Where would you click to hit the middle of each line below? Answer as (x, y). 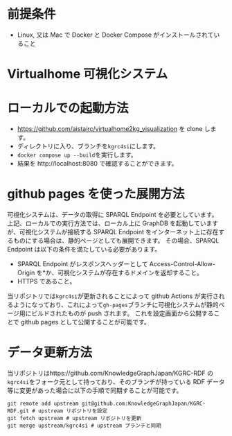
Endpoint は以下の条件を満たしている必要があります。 (84, 249)
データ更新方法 (50, 352)
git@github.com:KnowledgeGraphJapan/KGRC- (144, 403)
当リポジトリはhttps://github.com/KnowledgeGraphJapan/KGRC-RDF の (110, 373)
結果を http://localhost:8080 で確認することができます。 (97, 164)
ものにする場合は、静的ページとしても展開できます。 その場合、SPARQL (116, 241)
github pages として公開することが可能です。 (85, 322)
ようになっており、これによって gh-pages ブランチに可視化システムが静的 (116, 305)
